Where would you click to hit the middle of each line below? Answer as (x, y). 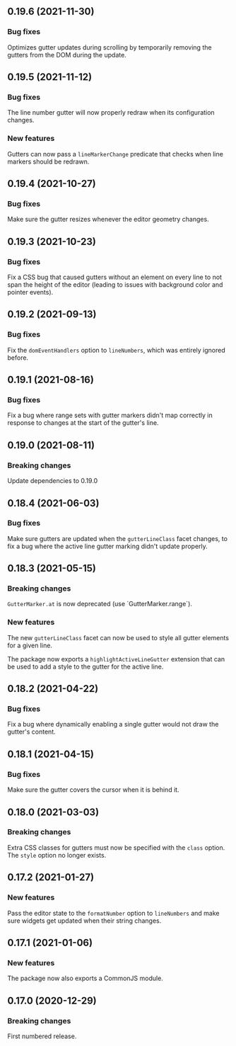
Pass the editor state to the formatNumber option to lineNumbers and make (113, 913)
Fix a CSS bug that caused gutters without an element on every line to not (115, 277)
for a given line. (30, 645)
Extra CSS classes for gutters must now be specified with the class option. (116, 847)
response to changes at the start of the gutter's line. (83, 423)
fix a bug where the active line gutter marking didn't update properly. (108, 546)
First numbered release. (42, 1036)
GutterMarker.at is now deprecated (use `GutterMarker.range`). (100, 604)
